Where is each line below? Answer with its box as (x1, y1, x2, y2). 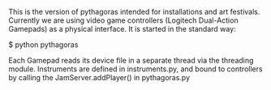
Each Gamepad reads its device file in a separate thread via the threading (8, 56, 254, 65)
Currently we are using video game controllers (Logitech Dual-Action (8, 15, 239, 25)
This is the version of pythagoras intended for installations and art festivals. (8, 7, 260, 16)
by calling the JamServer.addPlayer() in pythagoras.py (8, 73, 191, 82)
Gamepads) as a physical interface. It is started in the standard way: (8, 24, 237, 33)
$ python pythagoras (8, 40, 79, 49)
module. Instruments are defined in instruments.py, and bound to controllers (8, 64, 263, 74)
